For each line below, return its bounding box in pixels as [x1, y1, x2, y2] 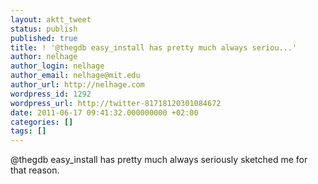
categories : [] [10, 117, 74, 127]
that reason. [10, 164, 60, 176]
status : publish [10, 24, 78, 34]
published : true [10, 33, 78, 43]
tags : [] [10, 126, 47, 136]
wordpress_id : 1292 [10, 89, 92, 99]
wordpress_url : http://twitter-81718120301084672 [10, 98, 222, 108]
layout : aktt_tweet [10, 14, 92, 25]
